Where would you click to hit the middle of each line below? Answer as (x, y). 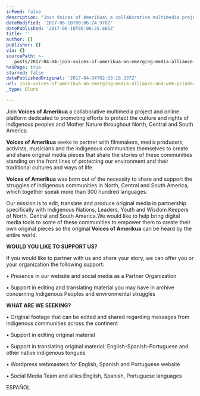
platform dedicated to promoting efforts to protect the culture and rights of (98, 117)
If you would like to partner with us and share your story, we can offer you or (100, 258)
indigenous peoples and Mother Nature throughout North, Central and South (100, 124)
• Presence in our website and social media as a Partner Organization (91, 276)
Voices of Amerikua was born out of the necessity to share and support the (99, 179)
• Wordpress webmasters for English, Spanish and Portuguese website (93, 364)
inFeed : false (24, 12)
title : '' (18, 34)
